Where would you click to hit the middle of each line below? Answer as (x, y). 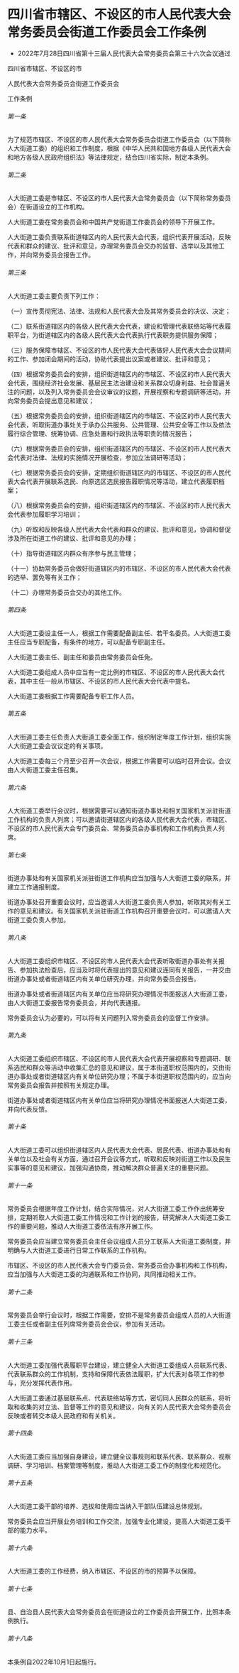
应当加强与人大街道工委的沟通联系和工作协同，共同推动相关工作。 (104, 1274)
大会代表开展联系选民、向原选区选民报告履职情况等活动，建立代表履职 (116, 481)
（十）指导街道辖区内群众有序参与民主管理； (73, 553)
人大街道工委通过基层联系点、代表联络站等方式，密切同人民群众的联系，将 (116, 1398)
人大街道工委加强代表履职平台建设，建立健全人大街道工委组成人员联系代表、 (119, 1365)
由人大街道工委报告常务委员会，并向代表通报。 (76, 1002)
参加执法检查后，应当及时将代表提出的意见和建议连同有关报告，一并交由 (125, 970)
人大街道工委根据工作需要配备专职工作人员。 (73, 696)
